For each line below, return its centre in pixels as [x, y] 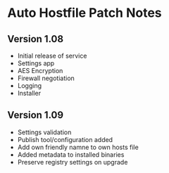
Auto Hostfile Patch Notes [84, 13]
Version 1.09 [36, 115]
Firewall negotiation [46, 78]
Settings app [36, 63]
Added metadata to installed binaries [71, 154]
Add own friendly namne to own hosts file [78, 147]
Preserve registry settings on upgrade [73, 162]
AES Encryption [40, 71]
